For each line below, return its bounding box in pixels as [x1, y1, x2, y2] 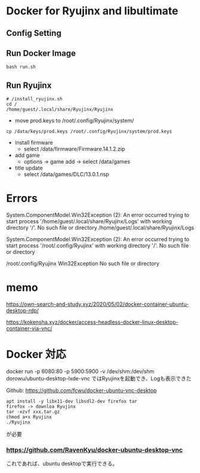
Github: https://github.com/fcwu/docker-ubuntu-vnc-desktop [6, 387, 157, 394]
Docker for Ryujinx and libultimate [6, 4, 179, 18]
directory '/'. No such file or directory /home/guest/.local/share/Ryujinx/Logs [6, 224, 195, 231]
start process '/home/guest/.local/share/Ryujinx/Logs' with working [6, 218, 172, 225]
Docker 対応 [6, 348, 67, 361]
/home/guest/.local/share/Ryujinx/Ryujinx [6, 106, 113, 113]
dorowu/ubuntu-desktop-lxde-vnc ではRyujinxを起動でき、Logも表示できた [6, 375, 192, 382]
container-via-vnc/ [6, 325, 53, 332]
